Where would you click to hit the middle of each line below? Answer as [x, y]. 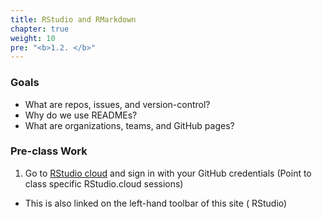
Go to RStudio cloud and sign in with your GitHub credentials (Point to [168, 173]
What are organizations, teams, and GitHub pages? [129, 125]
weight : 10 [33, 38]
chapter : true [40, 29]
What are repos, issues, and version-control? [117, 104]
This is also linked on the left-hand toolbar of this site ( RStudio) [156, 203]
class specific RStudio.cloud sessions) [104, 183]
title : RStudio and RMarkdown [73, 19]
